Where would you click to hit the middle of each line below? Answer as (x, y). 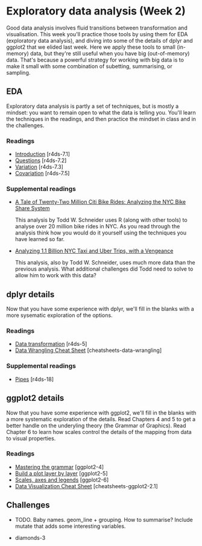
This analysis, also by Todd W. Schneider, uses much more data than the (105, 263)
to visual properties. (31, 438)
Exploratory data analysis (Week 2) (96, 11)
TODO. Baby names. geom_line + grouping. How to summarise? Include (104, 519)
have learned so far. (40, 239)
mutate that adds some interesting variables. (70, 526)
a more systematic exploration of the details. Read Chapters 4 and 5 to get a (101, 419)
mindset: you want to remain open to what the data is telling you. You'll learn (101, 112)
